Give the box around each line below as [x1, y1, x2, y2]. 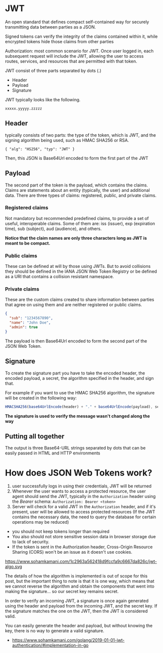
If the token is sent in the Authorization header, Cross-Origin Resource [12, 544, 153, 550]
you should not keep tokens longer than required [12, 529, 110, 534]
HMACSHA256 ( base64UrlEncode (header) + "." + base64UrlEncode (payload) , [5, 404, 153, 409]
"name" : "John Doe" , [9, 320, 51, 325]
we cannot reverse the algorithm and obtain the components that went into [5, 583, 154, 589]
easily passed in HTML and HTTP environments [5, 450, 100, 456]
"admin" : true [9, 325, 38, 330]
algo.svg [5, 564, 22, 570]
